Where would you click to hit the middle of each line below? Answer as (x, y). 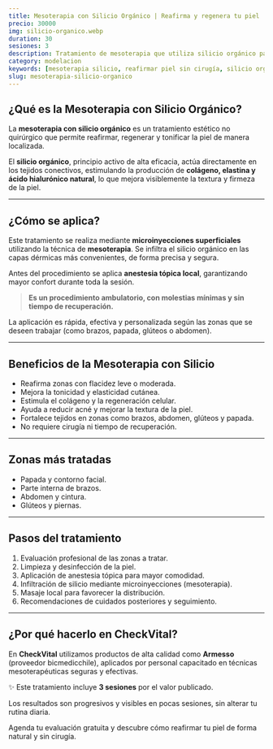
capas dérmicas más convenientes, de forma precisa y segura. (114, 258)
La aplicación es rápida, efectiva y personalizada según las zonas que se (131, 323)
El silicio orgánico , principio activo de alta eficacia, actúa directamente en (133, 162)
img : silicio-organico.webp (56, 31)
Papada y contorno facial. (63, 479)
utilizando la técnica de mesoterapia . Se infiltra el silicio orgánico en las (129, 249)
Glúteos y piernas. (51, 505)
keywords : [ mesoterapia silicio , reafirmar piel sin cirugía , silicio (130, 69)
